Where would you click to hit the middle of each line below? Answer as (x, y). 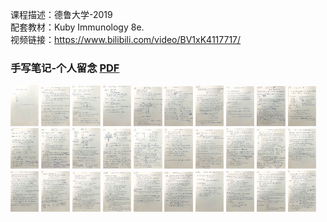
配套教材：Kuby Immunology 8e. (77, 27)
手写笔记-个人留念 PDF (65, 68)
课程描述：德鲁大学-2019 (61, 14)
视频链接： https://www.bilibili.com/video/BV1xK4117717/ (126, 39)
